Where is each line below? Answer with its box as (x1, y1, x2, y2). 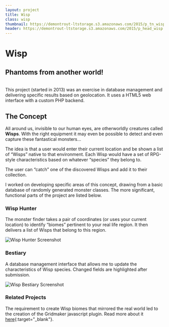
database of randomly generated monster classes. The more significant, (5, 187, 155, 193)
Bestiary (5, 249, 27, 256)
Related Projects (5, 294, 46, 301)
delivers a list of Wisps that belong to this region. (5, 227, 107, 233)
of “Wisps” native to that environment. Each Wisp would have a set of (5, 151, 149, 157)
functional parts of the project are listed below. (5, 192, 102, 198)
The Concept (5, 112, 47, 121)
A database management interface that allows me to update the (5, 261, 137, 267)
